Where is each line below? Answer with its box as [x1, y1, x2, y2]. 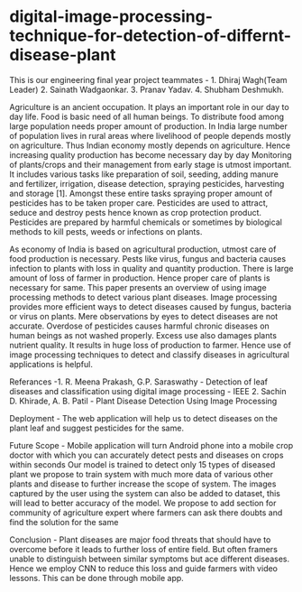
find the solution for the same [9, 516, 119, 527]
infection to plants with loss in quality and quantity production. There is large [9, 263, 294, 273]
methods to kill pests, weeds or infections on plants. [9, 226, 203, 236]
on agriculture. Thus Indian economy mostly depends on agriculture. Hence [9, 140, 291, 151]
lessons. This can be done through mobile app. [9, 572, 185, 583]
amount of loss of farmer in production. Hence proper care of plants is [9, 273, 270, 283]
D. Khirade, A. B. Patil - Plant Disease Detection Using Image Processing [9, 395, 278, 406]
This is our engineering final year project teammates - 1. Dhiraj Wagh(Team [9, 74, 288, 85]
